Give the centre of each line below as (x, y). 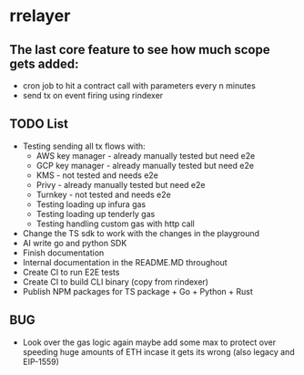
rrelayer (40, 16)
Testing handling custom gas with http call (116, 224)
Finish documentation (63, 253)
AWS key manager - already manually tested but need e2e (146, 155)
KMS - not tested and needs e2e (97, 175)
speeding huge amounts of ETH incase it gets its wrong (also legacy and (158, 351)
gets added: (44, 63)
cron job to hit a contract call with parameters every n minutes (139, 86)
